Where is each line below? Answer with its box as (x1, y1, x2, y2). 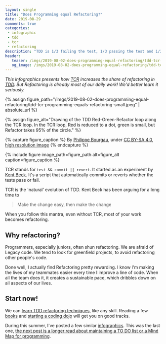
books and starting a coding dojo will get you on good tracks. (5, 313, 130, 319)
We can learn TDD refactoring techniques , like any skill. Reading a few (5, 307, 148, 313)
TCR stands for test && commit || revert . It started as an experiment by (5, 167, 153, 173)
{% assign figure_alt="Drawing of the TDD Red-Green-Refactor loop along (5, 117, 157, 123)
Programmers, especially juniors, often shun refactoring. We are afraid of (5, 244, 154, 250)
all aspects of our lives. (5, 280, 52, 286)
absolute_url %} (5, 107, 38, 113)
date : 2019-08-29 (5, 16, 41, 21)
